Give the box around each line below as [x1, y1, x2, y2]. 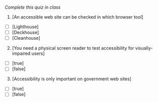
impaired [12, 50, 31, 57]
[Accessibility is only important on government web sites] [12, 76, 132, 82]
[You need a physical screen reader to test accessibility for [12, 45, 134, 51]
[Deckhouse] [12, 30, 39, 36]
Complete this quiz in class [5, 5, 61, 10]
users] [31, 50, 45, 57]
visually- [135, 45, 153, 51]
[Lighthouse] [12, 24, 39, 30]
